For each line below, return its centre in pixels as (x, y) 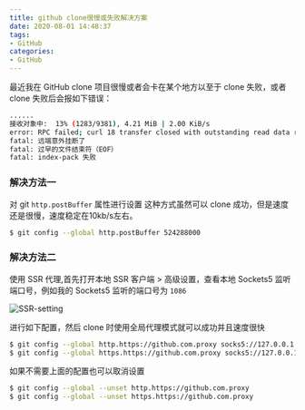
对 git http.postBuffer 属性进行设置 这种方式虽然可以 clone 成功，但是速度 (149, 204)
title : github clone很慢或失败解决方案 (79, 18)
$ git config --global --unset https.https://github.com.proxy (132, 397)
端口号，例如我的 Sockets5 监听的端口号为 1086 (98, 290)
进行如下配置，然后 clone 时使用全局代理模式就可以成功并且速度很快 (138, 327)
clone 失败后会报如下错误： (61, 98)
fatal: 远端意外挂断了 (48, 141)
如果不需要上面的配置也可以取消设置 (77, 371)
